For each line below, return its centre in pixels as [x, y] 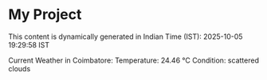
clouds [20, 68]
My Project [45, 15]
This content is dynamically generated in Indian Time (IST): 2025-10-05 [126, 36]
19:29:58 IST [29, 44]
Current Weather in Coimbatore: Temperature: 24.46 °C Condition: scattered [133, 60]
